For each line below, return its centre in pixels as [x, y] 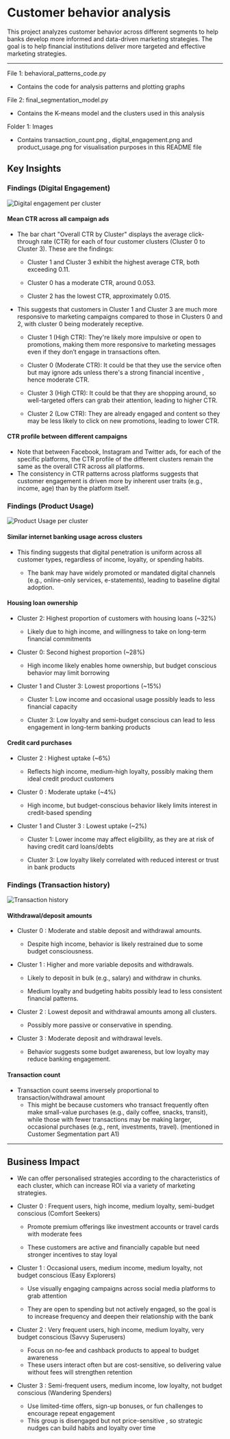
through [28, 241]
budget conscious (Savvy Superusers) [71, 1337]
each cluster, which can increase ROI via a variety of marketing [106, 1186]
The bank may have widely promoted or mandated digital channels [121, 573]
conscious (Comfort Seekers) [59, 1214]
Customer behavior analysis [89, 13]
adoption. [41, 587]
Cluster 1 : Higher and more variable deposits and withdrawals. [105, 965]
